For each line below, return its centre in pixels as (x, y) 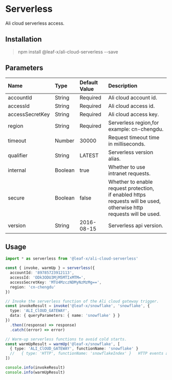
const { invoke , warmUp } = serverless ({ (50, 268)
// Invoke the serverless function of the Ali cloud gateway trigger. (82, 301)
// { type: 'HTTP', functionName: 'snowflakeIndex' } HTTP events (87, 354)
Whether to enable (131, 182)
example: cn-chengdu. (136, 129)
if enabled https (127, 194)
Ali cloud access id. (132, 106)
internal (17, 170)
